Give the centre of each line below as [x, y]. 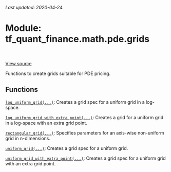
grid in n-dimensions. [28, 138]
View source [18, 63]
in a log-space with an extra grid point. [46, 123]
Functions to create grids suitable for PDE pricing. [58, 73]
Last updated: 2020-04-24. [35, 7]
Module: [23, 28]
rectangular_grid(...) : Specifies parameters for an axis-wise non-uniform [85, 132]
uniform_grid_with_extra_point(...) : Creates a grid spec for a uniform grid [85, 158]
